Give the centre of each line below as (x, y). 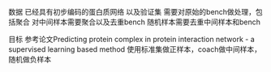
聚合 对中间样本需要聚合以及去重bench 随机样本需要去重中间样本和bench (138, 22)
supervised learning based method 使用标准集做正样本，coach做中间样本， (135, 49)
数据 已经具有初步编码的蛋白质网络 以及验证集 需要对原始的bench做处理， (132, 12)
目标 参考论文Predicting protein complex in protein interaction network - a (132, 39)
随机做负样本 (30, 59)
